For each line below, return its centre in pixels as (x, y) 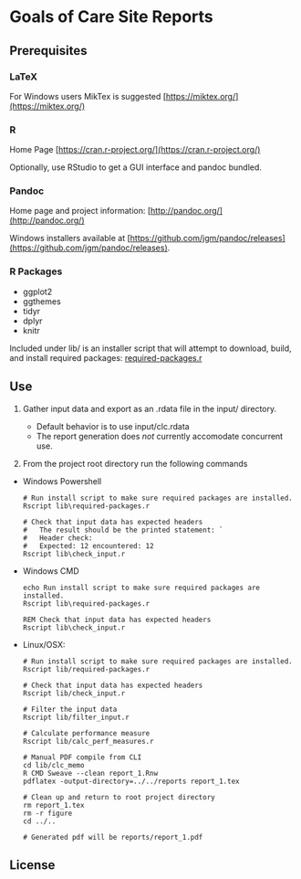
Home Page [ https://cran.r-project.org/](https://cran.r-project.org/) (135, 150)
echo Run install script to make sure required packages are (141, 588)
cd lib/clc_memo (53, 765)
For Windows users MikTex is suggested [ (88, 96)
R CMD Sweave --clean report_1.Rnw (90, 773)
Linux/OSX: (44, 644)
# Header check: (57, 538)
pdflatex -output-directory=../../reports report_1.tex (131, 781)
